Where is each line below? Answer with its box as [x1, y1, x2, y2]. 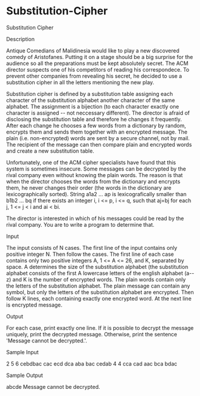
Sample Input [6, 348, 39, 355]
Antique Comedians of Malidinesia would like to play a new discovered [6, 47, 180, 54]
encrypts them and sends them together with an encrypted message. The [6, 128, 188, 135]
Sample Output [6, 372, 44, 379]
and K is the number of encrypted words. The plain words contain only [12, 276, 186, 283]
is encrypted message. [6, 301, 63, 308]
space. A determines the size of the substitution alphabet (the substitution [6, 263, 189, 270]
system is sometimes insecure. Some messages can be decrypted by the [6, 165, 186, 172]
